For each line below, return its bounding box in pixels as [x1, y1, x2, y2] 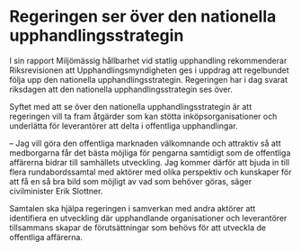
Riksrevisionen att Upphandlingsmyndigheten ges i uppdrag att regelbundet [9, 65, 289, 76]
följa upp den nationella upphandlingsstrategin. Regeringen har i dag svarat [9, 74, 288, 85]
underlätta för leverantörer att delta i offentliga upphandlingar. [9, 120, 238, 131]
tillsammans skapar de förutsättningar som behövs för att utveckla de [9, 222, 267, 233]
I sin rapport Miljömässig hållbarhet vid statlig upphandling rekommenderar [9, 55, 288, 66]
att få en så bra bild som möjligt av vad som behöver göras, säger [9, 175, 252, 186]
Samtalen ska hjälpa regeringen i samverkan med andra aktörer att [9, 202, 256, 213]
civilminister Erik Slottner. [9, 185, 103, 196]
